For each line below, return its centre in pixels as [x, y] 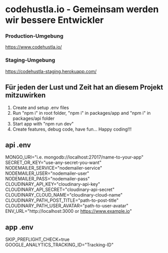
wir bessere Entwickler [54, 20]
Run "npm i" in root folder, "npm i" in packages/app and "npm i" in [81, 113]
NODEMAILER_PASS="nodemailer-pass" [48, 179]
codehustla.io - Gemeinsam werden [82, 9]
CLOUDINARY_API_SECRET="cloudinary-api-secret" [60, 189]
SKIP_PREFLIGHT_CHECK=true [37, 239]
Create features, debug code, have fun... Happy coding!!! [72, 129]
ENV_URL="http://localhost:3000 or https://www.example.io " [69, 211]
